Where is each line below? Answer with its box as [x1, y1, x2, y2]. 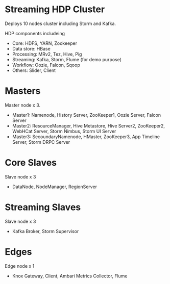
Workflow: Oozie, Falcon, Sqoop [12, 62, 80, 68]
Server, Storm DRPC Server [12, 139, 70, 145]
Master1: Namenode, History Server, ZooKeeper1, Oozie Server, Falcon [12, 112, 161, 118]
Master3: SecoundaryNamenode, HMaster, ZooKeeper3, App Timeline [12, 134, 160, 140]
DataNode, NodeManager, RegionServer [12, 184, 98, 190]
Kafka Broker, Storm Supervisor [12, 228, 79, 234]
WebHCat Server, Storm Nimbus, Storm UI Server [12, 128, 116, 134]
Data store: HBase [12, 45, 51, 51]
